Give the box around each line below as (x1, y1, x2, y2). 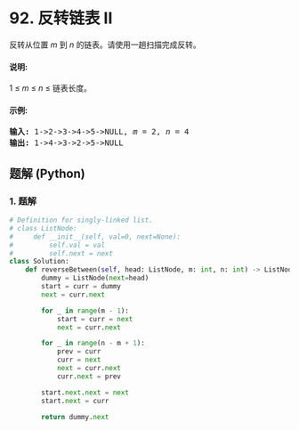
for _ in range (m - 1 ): (41, 306, 129, 315)
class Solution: (9, 257, 69, 266)
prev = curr (56, 347, 101, 356)
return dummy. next (41, 412, 109, 421)
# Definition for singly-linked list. (9, 215, 153, 225)
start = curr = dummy (41, 282, 122, 291)
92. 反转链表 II (9, 8, 113, 28)
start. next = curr (41, 396, 109, 405)
